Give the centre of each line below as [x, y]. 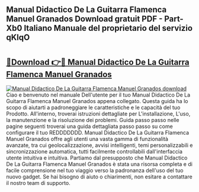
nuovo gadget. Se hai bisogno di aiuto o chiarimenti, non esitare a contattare [99, 177]
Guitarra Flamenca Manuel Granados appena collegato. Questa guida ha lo [97, 101]
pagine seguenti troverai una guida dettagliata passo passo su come [89, 126]
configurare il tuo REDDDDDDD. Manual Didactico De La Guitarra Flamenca [98, 132]
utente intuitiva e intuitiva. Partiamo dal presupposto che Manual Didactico [97, 158]
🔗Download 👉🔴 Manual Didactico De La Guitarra [98, 62]
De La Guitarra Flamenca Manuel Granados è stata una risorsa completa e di [99, 164]
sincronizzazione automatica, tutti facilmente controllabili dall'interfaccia [94, 151]
